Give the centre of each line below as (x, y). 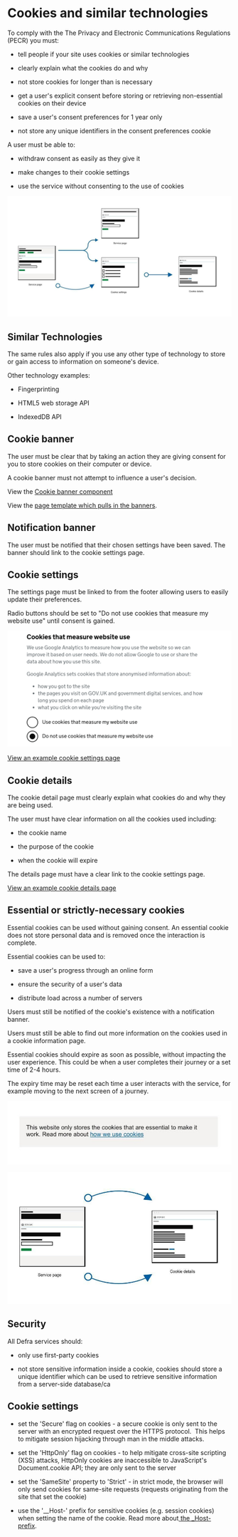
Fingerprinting (38, 389)
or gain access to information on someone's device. (83, 361)
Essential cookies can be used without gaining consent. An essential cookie (118, 927)
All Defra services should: (45, 1341)
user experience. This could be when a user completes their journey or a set (119, 1062)
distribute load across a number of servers (80, 998)
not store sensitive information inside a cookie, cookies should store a (120, 1369)
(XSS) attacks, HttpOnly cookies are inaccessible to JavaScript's (112, 1460)
